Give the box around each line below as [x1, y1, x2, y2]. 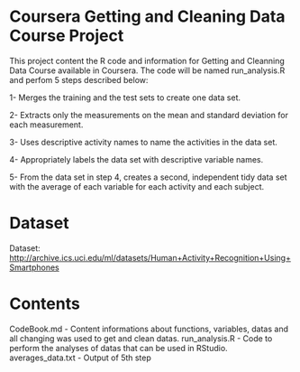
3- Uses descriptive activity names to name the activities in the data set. [9, 136, 277, 147]
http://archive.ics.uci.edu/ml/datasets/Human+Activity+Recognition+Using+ [9, 252, 291, 263]
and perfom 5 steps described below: [9, 74, 149, 85]
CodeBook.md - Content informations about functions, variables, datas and [9, 323, 288, 334]
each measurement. [9, 119, 84, 130]
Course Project [9, 25, 124, 46]
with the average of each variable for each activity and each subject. [9, 181, 265, 191]
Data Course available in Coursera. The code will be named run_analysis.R [9, 65, 286, 76]
